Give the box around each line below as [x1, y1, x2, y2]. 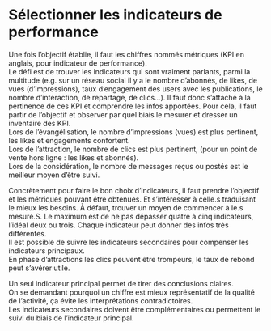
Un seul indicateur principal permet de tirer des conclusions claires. [8, 278, 235, 288]
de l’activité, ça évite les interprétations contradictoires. [8, 295, 193, 305]
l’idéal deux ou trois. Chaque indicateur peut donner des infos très [8, 220, 229, 230]
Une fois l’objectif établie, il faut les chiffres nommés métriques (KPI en [8, 49, 245, 59]
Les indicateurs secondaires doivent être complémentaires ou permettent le [8, 304, 261, 314]
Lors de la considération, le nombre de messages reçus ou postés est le [8, 161, 248, 171]
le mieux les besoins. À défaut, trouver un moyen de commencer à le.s [8, 202, 243, 212]
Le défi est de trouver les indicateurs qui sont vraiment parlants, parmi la [8, 66, 251, 76]
